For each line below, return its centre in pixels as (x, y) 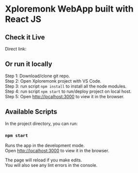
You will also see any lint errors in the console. (51, 165)
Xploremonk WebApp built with (69, 9)
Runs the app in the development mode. (45, 145)
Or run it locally (29, 64)
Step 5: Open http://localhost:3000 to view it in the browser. (65, 96)
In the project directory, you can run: (41, 123)
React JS (23, 19)
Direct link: (16, 49)
